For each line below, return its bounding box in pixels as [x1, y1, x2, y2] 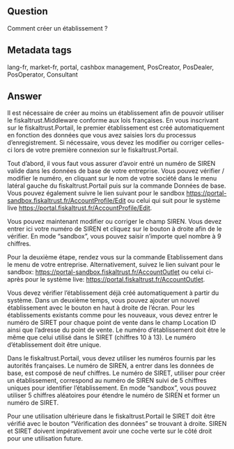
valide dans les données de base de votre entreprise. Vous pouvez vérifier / [7, 167, 225, 175]
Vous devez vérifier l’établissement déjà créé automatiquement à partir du [7, 289, 219, 297]
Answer [7, 91, 42, 102]
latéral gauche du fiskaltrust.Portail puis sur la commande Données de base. [7, 181, 226, 190]
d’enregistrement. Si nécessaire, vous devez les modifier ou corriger [7, 139, 203, 147]
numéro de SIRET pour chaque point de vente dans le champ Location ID [7, 319, 217, 327]
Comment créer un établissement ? [7, 24, 108, 32]
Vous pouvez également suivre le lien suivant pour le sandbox [7, 189, 185, 197]
